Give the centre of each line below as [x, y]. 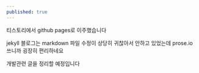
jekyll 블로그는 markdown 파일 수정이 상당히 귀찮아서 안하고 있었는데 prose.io [100, 43]
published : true [27, 12]
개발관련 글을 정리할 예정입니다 [43, 63]
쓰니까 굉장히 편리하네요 [35, 50]
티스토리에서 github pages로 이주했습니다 [56, 30]
